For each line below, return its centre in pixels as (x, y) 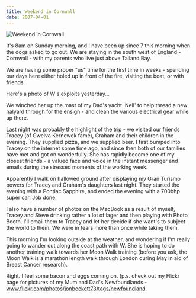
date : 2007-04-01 (28, 17)
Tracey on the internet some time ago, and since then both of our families (96, 148)
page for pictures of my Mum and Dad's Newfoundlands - (77, 282)
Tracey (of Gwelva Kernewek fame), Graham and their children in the (90, 135)
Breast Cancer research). (37, 264)
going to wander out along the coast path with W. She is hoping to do (91, 245)
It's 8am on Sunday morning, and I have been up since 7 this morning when (98, 46)
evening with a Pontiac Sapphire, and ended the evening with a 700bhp (93, 191)
